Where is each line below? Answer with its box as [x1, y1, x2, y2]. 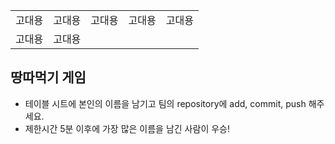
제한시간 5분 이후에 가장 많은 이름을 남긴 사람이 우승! [24, 122, 230, 134]
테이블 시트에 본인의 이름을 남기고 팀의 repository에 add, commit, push [24, 97, 307, 109]
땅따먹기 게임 [10, 69, 87, 86]
